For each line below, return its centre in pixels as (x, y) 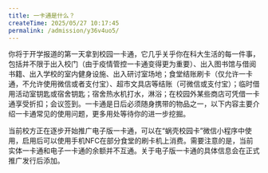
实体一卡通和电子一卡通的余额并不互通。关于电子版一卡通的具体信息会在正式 (134, 151)
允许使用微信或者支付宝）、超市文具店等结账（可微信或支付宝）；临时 (141, 84)
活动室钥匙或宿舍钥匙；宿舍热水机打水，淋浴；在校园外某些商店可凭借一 (134, 94)
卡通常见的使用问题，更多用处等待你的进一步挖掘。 (106, 114)
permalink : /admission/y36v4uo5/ (64, 30)
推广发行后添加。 (36, 161)
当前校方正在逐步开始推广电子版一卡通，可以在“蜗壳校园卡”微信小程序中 (127, 131)
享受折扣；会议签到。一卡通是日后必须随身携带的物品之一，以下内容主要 (134, 104)
